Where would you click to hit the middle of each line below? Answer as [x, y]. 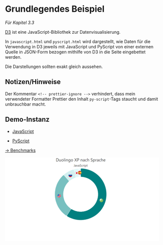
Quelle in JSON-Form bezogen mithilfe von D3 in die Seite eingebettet [75, 52]
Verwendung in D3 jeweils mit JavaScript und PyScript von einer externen [79, 46]
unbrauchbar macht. [26, 104]
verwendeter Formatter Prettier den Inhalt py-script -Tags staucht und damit [82, 99]
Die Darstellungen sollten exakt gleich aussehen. [54, 67]
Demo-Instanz [27, 120]
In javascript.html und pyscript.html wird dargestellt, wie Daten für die [78, 41]
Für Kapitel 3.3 [20, 22]
